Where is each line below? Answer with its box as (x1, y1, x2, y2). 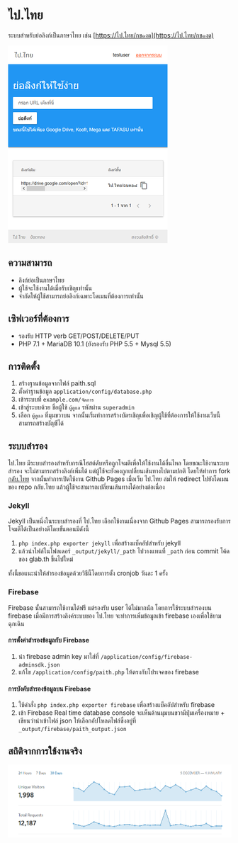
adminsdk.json (18, 661, 60, 669)
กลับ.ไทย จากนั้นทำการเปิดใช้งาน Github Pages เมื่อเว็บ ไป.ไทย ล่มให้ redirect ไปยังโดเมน (8, 475, 229, 483)
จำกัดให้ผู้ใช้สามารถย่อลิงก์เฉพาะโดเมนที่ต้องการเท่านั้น (18, 291, 144, 300)
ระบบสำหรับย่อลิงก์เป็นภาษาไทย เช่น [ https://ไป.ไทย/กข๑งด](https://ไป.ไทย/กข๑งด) (8, 30, 215, 39)
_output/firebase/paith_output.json (18, 726, 127, 733)
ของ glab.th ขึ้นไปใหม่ (18, 555, 74, 563)
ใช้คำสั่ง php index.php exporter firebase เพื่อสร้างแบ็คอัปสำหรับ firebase (18, 701, 215, 709)
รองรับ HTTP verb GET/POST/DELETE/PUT (18, 332, 140, 340)
